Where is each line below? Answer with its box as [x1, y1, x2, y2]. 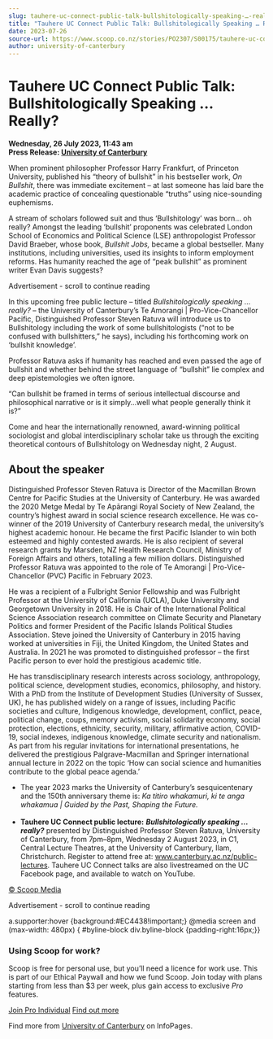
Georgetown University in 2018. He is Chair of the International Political [8, 604, 246, 613]
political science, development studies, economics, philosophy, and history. [8, 680, 262, 690]
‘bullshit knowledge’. [8, 340, 77, 350]
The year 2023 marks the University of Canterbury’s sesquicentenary [19, 782, 253, 792]
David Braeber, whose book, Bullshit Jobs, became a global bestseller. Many [8, 239, 264, 249]
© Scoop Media [8, 884, 62, 894]
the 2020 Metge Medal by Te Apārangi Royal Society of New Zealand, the [8, 501, 255, 511]
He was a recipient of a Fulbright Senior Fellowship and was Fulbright [8, 587, 240, 596]
